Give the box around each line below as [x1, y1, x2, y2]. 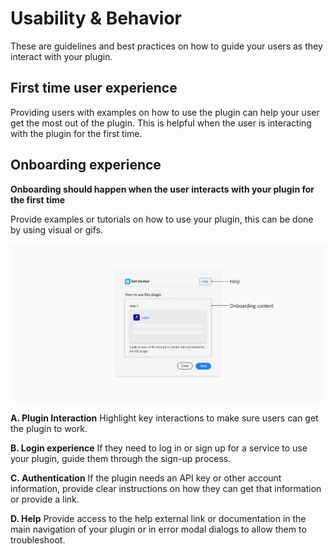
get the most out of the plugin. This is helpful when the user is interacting [10, 117, 312, 129]
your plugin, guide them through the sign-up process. [10, 453, 232, 465]
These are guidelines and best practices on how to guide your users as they [10, 40, 323, 52]
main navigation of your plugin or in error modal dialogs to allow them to [10, 523, 307, 536]
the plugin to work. [10, 423, 88, 435]
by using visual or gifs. [10, 223, 103, 236]
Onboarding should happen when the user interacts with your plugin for [10, 183, 315, 195]
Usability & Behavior [10, 7, 183, 30]
